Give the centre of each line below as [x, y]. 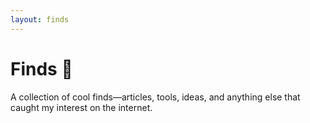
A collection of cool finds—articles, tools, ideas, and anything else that [155, 97]
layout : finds [40, 19]
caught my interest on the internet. [81, 107]
